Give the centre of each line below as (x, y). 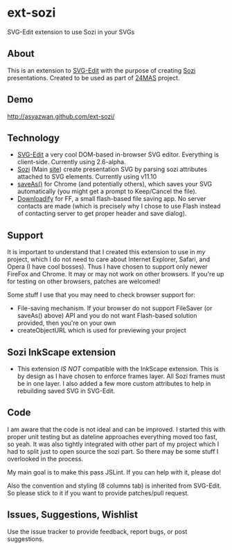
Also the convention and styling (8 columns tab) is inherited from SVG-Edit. (114, 486)
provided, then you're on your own (66, 323)
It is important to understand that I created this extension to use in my (106, 252)
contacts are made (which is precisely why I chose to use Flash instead (119, 206)
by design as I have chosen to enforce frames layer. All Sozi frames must (121, 376)
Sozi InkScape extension (62, 352)
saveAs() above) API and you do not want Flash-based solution (107, 316)
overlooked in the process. (45, 459)
